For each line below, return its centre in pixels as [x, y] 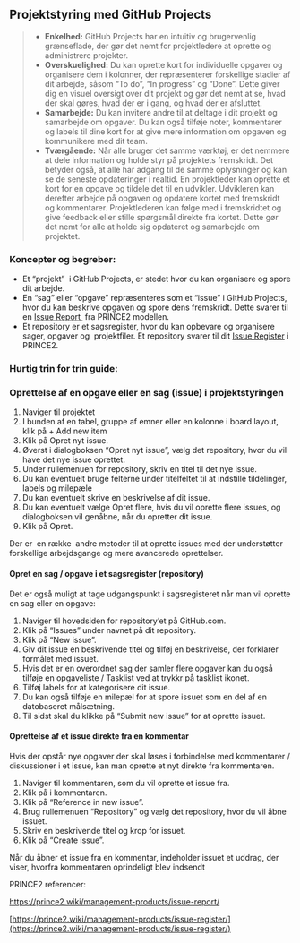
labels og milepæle [57, 488]
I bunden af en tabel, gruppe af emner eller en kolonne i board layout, [150, 422]
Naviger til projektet [59, 412]
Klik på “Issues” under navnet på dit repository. [109, 630]
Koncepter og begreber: [63, 259]
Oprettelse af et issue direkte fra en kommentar [99, 736]
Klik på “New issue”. [59, 639]
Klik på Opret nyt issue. [65, 441]
